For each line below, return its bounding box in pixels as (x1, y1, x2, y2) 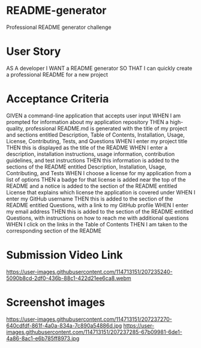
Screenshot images (6, 296, 105, 309)
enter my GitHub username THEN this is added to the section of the (6, 195, 173, 202)
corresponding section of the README (6, 227, 102, 234)
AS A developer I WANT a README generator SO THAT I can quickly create (6, 64, 193, 72)
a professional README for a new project (6, 70, 108, 78)
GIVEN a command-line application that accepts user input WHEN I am (6, 112, 181, 119)
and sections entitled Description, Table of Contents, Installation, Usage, (6, 131, 185, 138)
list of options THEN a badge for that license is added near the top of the (6, 176, 186, 183)
